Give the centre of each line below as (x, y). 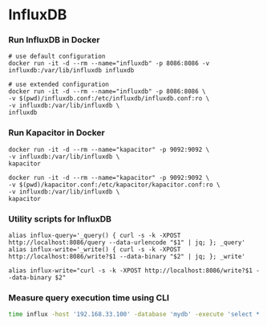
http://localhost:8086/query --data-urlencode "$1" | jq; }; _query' (127, 242)
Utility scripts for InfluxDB (60, 218)
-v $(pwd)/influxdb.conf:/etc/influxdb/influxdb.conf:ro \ (109, 99)
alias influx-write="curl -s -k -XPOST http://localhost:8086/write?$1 (130, 271)
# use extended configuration (59, 85)
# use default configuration (57, 57)
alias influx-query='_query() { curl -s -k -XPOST (95, 236)
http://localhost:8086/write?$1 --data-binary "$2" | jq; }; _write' (127, 257)
